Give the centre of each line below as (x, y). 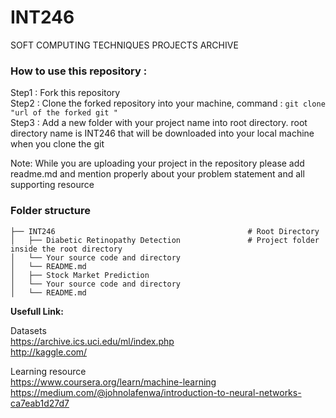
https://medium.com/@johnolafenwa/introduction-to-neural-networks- (156, 392)
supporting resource (52, 185)
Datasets (28, 330)
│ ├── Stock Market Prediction (80, 275)
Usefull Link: (37, 311)
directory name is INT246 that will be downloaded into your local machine (162, 133)
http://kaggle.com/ (49, 352)
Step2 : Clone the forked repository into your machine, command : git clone (168, 103)
